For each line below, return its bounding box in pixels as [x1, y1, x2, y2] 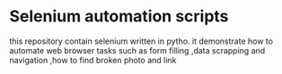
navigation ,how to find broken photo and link [9, 54, 177, 65]
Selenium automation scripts [9, 6, 229, 27]
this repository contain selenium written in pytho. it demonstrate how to [9, 36, 274, 46]
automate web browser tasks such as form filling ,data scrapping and [9, 45, 266, 55]
